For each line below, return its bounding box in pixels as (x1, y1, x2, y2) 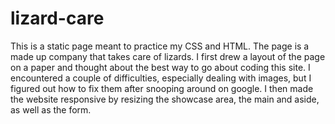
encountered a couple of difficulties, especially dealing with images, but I (10, 72, 312, 84)
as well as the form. (10, 103, 92, 116)
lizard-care (10, 7, 105, 30)
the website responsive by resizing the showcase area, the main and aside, (10, 93, 320, 105)
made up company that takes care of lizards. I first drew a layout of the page (10, 50, 326, 62)
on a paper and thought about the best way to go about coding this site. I (10, 61, 311, 73)
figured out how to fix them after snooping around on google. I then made (10, 82, 314, 94)
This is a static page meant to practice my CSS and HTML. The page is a (10, 40, 310, 52)
